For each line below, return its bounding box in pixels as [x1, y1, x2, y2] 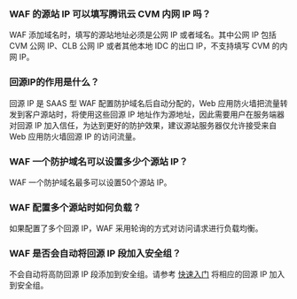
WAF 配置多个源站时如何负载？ [9, 201, 142, 213]
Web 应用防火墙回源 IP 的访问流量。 [9, 131, 141, 142]
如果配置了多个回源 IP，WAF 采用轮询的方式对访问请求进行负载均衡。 [9, 223, 263, 234]
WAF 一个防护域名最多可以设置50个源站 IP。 [9, 177, 172, 188]
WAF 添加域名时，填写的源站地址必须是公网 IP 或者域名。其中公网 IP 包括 [9, 29, 277, 41]
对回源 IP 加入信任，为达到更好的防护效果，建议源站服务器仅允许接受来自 [9, 119, 277, 130]
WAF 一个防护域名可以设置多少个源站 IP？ [9, 155, 189, 167]
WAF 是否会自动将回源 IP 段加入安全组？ [9, 248, 182, 260]
